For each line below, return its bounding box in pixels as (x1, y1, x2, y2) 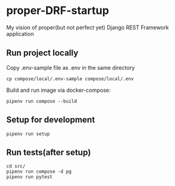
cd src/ (6, 164, 26, 170)
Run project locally (6, 48, 79, 58)
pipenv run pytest (6, 174, 53, 180)
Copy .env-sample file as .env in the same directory (6, 64, 135, 71)
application (6, 30, 35, 37)
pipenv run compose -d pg (6, 168, 71, 175)
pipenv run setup (6, 131, 50, 137)
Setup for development (6, 115, 95, 125)
